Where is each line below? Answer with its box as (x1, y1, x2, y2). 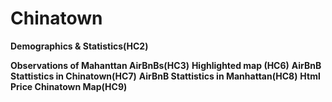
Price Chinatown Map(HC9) (10, 80, 128, 92)
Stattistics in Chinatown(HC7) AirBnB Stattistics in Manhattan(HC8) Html (10, 70, 321, 82)
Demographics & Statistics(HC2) (10, 40, 149, 52)
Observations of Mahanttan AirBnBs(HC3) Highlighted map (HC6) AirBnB (10, 59, 322, 71)
